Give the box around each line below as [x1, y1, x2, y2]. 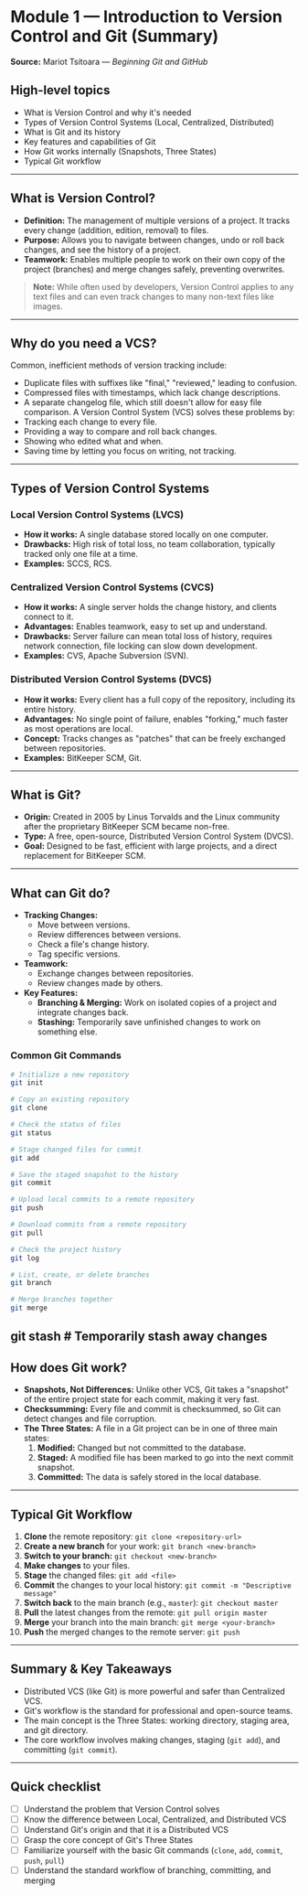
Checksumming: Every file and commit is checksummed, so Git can [23, 1404, 281, 1415]
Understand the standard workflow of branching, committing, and [23, 1865, 271, 1876]
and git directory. [23, 1724, 89, 1735]
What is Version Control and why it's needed [23, 107, 192, 118]
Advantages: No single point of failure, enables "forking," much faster [23, 713, 289, 724]
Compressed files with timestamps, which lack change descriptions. [23, 387, 281, 399]
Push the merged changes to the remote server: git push [23, 1626, 240, 1638]
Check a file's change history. [37, 939, 150, 950]
